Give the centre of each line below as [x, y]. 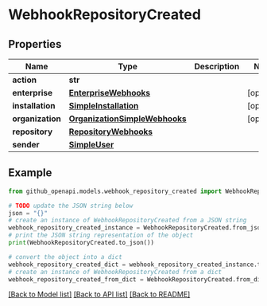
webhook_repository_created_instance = [74, 228]
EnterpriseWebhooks [110, 93]
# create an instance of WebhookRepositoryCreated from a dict [115, 272]
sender [26, 145]
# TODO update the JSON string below [71, 206]
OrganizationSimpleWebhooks [128, 119]
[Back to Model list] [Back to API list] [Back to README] [99, 294]
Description [217, 67]
